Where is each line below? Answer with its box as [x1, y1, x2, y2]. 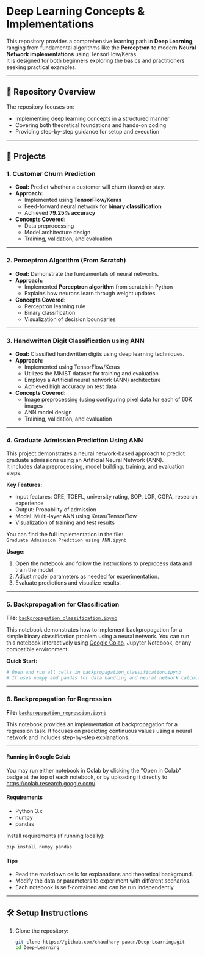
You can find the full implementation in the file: [6, 531, 124, 538]
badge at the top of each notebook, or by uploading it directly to [6, 773, 168, 781]
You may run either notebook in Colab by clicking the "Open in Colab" [6, 767, 182, 774]
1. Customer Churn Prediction [6, 170, 96, 178]
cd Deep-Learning [15, 944, 60, 950]
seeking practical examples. [6, 63, 77, 71]
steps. [6, 469, 22, 477]
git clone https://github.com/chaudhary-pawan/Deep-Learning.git [15, 939, 185, 945]
